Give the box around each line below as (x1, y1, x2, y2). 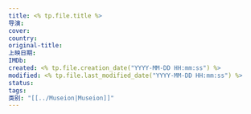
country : (8, 34, 38, 43)
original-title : (8, 42, 63, 50)
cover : (8, 26, 31, 35)
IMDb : (8, 57, 27, 65)
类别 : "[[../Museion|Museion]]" (8, 94, 114, 102)
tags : (8, 86, 27, 95)
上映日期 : (8, 49, 36, 57)
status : (8, 79, 35, 87)
